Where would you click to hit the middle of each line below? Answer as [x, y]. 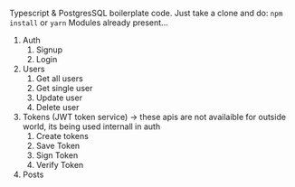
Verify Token [60, 165]
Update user [59, 98]
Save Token [58, 145]
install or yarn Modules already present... [89, 23]
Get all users [59, 79]
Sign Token [57, 155]
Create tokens [62, 136]
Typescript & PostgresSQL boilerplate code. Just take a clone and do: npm [146, 13]
